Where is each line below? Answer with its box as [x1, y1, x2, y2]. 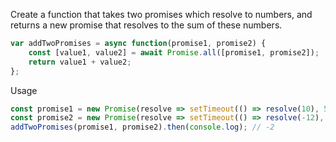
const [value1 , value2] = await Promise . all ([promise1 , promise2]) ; [28, 47, 320, 58]
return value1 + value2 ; [28, 57, 132, 67]
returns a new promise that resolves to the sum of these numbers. [10, 19, 283, 31]
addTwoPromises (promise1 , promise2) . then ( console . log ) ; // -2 [10, 122, 275, 133]
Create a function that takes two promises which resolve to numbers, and [10, 9, 313, 20]
